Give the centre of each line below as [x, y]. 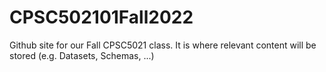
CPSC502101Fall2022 [101, 17]
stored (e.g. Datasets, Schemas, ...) [82, 55]
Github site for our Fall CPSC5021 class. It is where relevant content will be [163, 45]
